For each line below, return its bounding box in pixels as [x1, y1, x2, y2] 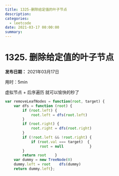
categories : [5, 16, 29, 21]
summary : [5, 29, 23, 34]
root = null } [39, 144, 92, 149]
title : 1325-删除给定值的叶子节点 [5, 7, 67, 12]
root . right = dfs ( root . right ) [30, 126, 92, 131]
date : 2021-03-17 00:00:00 [5, 25, 59, 30]
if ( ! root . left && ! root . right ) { [22, 135, 92, 140]
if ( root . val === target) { [30, 139, 90, 144]
